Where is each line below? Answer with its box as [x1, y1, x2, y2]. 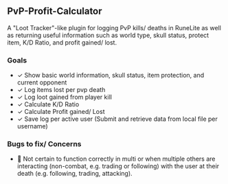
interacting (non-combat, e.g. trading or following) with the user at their [16, 162, 220, 170]
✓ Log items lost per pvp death [16, 86, 106, 94]
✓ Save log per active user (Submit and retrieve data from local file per [16, 115, 218, 123]
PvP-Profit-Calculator [7, 5, 102, 17]
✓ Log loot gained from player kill [16, 93, 112, 102]
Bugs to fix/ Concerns [7, 139, 82, 149]
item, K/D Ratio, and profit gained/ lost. [7, 38, 117, 47]
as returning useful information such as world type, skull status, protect [7, 31, 209, 39]
